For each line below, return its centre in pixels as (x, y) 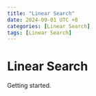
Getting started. (29, 86)
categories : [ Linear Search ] (49, 26)
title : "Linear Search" (41, 13)
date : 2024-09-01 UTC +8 (43, 20)
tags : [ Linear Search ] (39, 33)
